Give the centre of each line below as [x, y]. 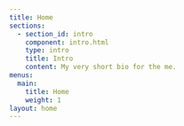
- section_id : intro [55, 34]
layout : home [33, 108]
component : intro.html [67, 42]
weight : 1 [44, 100]
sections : [28, 26]
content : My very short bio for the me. [101, 67]
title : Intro [49, 59]
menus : [21, 75]
